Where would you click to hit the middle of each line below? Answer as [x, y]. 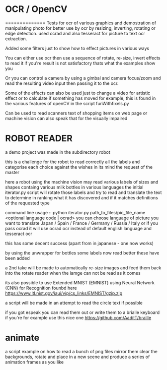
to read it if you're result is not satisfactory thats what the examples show [80, 63]
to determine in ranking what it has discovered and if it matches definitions [82, 197]
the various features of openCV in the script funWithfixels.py [67, 103]
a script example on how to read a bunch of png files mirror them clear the [81, 351]
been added [17, 258]
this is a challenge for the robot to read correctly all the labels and [73, 162]
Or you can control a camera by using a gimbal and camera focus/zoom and [83, 78]
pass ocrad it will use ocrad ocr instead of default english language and [78, 228]
